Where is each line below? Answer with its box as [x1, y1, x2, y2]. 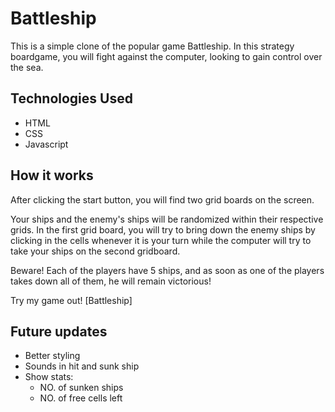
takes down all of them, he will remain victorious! [10, 275, 212, 287]
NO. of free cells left [39, 392, 123, 404]
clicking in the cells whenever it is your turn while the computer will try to [10, 234, 312, 246]
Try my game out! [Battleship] [10, 294, 133, 306]
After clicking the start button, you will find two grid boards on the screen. [10, 193, 315, 206]
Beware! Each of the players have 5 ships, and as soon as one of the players [10, 264, 325, 276]
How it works [10, 167, 94, 184]
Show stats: [24, 371, 74, 383]
